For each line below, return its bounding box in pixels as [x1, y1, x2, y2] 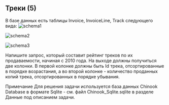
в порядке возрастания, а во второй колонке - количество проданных [5, 68, 158, 74]
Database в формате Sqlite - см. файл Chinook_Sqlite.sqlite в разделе [5, 88, 154, 95]
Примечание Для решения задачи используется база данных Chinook [5, 83, 158, 89]
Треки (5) [5, 4, 37, 13]
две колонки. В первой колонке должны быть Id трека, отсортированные [5, 63, 164, 69]
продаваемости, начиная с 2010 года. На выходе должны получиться [5, 58, 157, 64]
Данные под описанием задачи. [5, 94, 75, 100]
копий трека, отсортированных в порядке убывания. [5, 73, 120, 80]
